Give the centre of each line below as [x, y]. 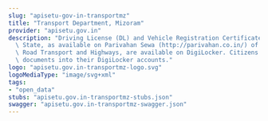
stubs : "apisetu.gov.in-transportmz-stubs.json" [91, 97]
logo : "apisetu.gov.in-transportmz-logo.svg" [85, 68]
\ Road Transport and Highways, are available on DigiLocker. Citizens [137, 53]
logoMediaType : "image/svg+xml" [62, 75]
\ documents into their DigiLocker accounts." [94, 60]
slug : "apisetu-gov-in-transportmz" [69, 16]
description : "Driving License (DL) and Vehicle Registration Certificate [135, 38]
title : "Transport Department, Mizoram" [77, 23]
